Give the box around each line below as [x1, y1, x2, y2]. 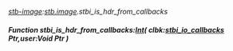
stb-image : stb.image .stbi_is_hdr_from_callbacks [8, 7, 168, 16]
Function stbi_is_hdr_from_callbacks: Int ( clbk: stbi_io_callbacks [8, 25, 225, 34]
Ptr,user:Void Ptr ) [8, 33, 69, 43]
